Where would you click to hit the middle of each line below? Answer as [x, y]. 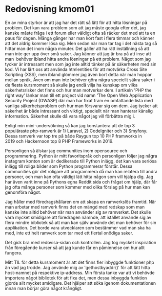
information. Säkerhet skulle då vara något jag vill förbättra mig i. [70, 116]
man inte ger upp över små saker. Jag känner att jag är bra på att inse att [78, 54]
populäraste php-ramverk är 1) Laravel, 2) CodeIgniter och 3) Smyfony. [76, 131]
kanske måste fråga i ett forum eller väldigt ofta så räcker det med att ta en [80, 33]
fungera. [14, 252]
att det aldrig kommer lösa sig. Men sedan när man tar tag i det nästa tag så [81, 43]
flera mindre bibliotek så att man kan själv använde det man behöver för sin [81, 222]
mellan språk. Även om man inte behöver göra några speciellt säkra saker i [80, 80]
